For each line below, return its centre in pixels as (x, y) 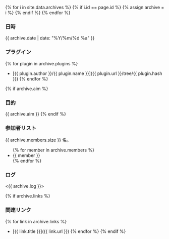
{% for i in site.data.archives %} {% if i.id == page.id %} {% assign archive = (85, 7)
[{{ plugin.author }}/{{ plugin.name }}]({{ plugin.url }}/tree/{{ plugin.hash (87, 73)
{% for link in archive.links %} (36, 221)
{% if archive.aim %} (27, 89)
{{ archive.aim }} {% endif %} (36, 114)
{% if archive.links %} (28, 196)
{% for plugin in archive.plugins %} (42, 63)
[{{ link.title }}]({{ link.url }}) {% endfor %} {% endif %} (69, 231)
